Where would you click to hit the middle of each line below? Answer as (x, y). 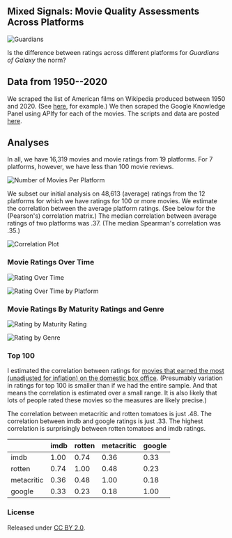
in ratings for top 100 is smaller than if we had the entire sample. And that (112, 386)
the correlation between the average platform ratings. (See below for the (111, 209)
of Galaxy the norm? (37, 60)
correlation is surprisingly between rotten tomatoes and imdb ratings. (107, 429)
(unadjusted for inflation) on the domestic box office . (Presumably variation (115, 378)
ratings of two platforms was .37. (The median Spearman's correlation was (114, 223)
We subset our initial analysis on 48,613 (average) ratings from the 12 (106, 193)
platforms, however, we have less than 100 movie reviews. (91, 167)
